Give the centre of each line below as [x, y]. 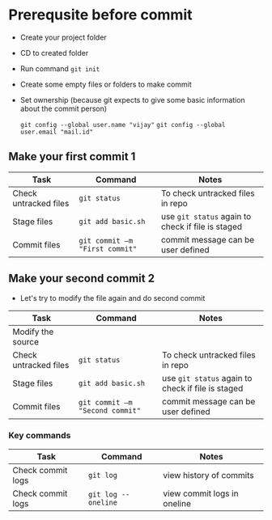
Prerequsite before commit [100, 15]
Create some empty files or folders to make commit [106, 84]
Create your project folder [63, 37]
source [25, 341]
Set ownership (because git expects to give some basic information [132, 99]
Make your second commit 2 [82, 279]
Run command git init [60, 68]
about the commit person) [64, 108]
